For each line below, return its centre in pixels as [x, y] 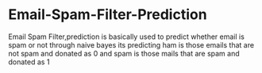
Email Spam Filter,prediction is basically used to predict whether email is [126, 36]
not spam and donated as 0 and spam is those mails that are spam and [124, 53]
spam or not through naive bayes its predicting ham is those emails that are [131, 44]
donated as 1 [29, 62]
